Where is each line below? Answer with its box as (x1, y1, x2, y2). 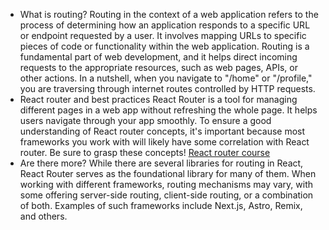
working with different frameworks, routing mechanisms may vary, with (19, 179, 314, 190)
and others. (19, 210, 68, 222)
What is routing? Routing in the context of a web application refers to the (19, 9, 319, 20)
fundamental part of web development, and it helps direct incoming (19, 51, 298, 63)
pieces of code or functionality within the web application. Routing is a (19, 40, 310, 52)
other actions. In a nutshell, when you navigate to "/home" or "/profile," (19, 72, 313, 84)
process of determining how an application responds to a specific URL (19, 19, 311, 31)
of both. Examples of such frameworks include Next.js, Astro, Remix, (19, 200, 303, 211)
